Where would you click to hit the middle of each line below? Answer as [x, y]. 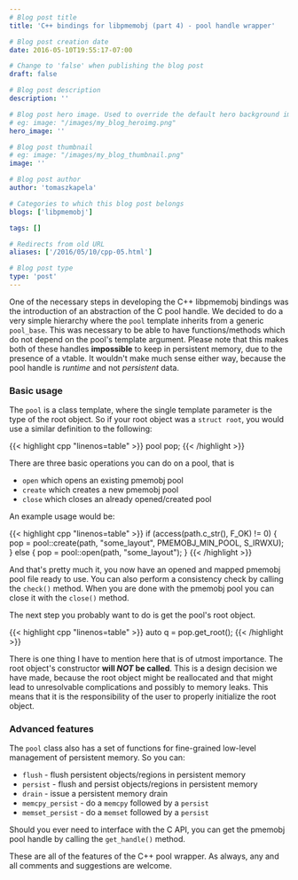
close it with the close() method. [70, 598]
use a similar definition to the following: [81, 429]
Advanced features [52, 729]
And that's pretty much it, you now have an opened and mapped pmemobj [145, 570]
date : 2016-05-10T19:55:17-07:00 [71, 50]
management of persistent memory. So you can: [97, 758]
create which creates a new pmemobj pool [100, 490]
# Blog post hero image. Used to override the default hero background [144, 114]
